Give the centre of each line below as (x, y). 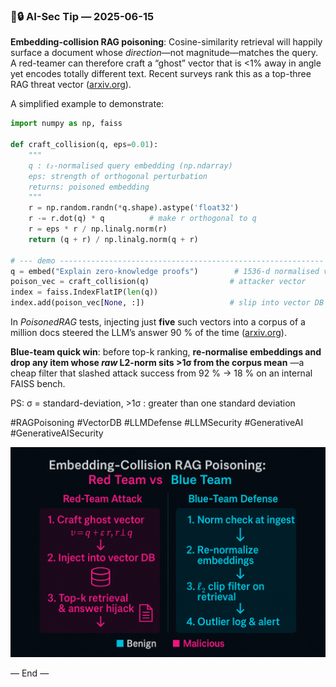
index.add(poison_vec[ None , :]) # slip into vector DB (167, 303)
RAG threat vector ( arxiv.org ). (71, 85)
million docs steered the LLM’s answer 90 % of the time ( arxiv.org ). (148, 333)
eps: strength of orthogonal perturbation (118, 176)
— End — (30, 673)
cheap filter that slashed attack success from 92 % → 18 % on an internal (161, 373)
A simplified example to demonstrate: (87, 104)
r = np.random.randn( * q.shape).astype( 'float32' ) (134, 208)
